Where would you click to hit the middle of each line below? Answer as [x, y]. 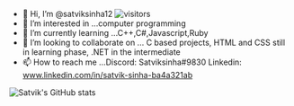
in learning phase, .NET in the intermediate [102, 52]
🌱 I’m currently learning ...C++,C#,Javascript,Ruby [115, 33]
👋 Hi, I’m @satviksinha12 [67, 14]
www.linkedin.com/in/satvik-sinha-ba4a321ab [107, 75]
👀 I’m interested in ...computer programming [104, 23]
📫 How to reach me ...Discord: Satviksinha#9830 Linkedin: [132, 62]
